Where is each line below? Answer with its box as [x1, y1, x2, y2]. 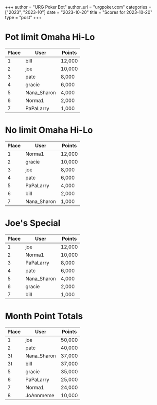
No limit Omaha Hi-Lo [5, 124, 93, 136]
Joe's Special [5, 218, 61, 229]
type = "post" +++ [5, 15, 42, 20]
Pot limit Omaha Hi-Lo [5, 32, 95, 43]
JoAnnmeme [25, 392, 54, 399]
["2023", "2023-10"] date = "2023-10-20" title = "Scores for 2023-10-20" [5, 9, 153, 15]
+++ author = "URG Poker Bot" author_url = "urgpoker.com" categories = [5, 4, 152, 10]
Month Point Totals [5, 311, 83, 322]
